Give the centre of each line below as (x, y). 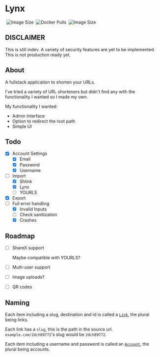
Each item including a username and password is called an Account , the (77, 344)
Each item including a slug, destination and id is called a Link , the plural (77, 315)
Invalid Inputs (33, 209)
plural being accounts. (28, 349)
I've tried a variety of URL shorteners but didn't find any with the (70, 91)
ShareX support (28, 248)
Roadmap (20, 236)
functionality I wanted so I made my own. (47, 97)
